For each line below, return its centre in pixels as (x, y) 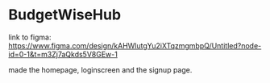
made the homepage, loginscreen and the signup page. (100, 69)
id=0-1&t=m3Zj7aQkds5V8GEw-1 (63, 54)
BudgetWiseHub (65, 15)
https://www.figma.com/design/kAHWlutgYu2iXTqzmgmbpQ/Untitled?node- (135, 45)
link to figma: (30, 37)
